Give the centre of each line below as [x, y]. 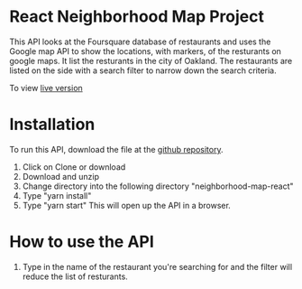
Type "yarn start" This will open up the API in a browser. [127, 205]
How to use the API [82, 242]
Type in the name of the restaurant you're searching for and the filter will [157, 266]
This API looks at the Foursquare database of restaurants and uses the [140, 42]
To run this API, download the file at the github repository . [116, 149]
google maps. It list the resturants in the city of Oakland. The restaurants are [151, 61]
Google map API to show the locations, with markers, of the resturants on [146, 51]
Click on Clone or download [74, 167]
